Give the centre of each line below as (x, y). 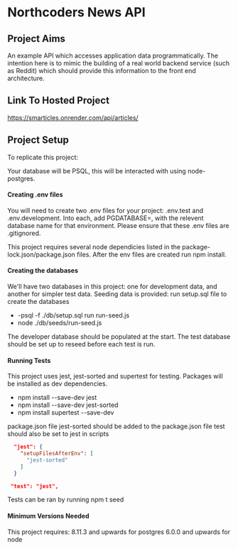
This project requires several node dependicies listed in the (94, 246)
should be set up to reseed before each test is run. (81, 344)
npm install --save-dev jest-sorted (68, 405)
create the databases (38, 302)
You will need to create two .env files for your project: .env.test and (106, 210)
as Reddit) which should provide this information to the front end (102, 71)
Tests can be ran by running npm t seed (66, 500)
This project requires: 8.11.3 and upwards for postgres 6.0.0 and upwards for (119, 532)
